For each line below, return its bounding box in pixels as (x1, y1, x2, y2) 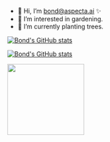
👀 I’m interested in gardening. (17, 15, 104, 23)
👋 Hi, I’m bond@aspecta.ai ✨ (17, 7, 102, 15)
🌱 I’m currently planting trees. (17, 22, 104, 31)
